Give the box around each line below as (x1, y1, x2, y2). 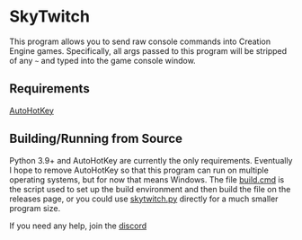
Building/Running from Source (9, 131, 182, 147)
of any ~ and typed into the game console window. (9, 55, 196, 66)
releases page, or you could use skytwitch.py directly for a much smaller (9, 193, 279, 204)
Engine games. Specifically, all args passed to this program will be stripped (9, 45, 288, 56)
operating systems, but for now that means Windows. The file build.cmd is (9, 173, 285, 185)
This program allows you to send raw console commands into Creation (9, 36, 271, 47)
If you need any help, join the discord (9, 220, 147, 231)
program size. (9, 202, 61, 213)
